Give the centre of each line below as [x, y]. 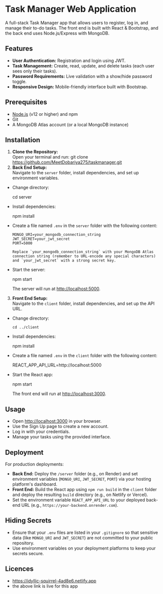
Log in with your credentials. [41, 431]
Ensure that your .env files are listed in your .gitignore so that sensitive [85, 532]
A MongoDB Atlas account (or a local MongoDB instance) [70, 125]
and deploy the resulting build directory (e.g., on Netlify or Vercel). [80, 495]
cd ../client [26, 328]
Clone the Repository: [35, 152]
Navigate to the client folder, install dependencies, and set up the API [83, 303]
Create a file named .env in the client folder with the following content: [85, 356]
